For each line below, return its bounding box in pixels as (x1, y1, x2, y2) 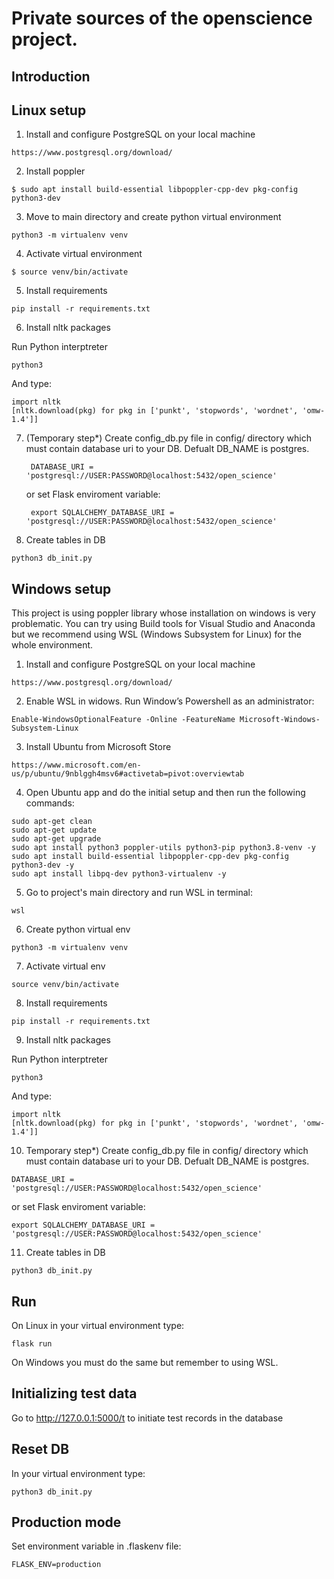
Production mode (11, 1514, 122, 1531)
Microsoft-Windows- (239, 715, 321, 725)
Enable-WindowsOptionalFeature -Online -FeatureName (11, 715, 236, 725)
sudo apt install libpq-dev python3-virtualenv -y (11, 869, 227, 879)
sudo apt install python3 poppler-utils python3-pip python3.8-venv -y (11, 843, 316, 853)
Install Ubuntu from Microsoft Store (25, 741, 172, 753)
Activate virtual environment (25, 248, 143, 260)
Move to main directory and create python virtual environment (25, 211, 282, 223)
